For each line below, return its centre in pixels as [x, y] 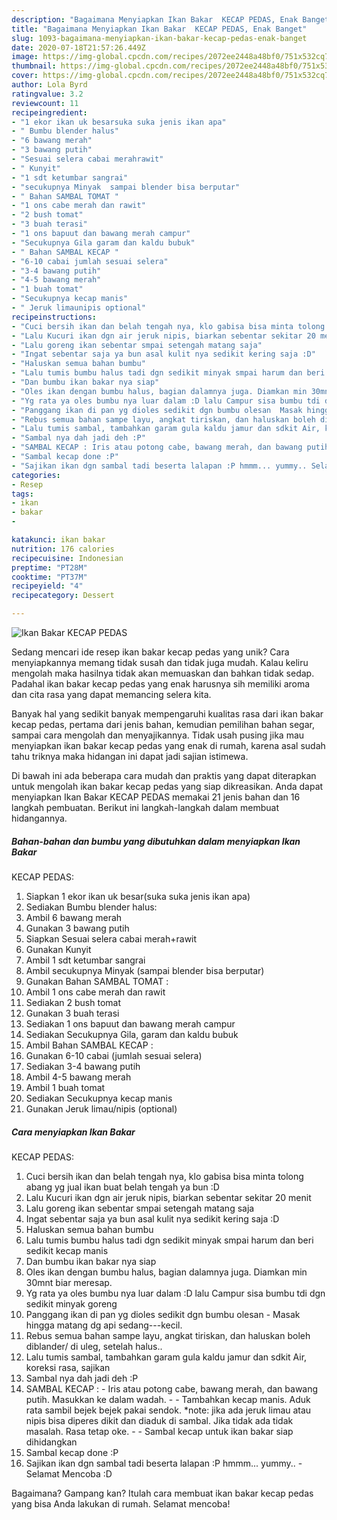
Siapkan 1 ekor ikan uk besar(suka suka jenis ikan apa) [138, 896]
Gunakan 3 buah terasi [72, 1013]
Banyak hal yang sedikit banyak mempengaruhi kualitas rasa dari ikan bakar [167, 714]
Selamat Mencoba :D [69, 1473]
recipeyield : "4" [47, 586]
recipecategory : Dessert [63, 596]
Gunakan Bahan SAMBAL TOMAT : [97, 981]
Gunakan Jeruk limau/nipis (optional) [101, 1108]
